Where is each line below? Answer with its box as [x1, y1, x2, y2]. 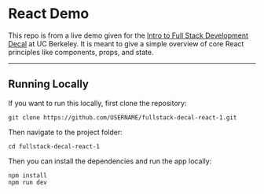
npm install [8, 171, 47, 179]
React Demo [8, 5, 90, 23]
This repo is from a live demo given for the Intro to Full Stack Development [8, 31, 249, 40]
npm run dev [8, 178, 47, 186]
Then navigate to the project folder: [8, 127, 123, 137]
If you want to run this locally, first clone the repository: [8, 98, 187, 108]
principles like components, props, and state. [8, 47, 154, 57]
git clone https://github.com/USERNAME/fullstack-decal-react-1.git [8, 113, 237, 122]
